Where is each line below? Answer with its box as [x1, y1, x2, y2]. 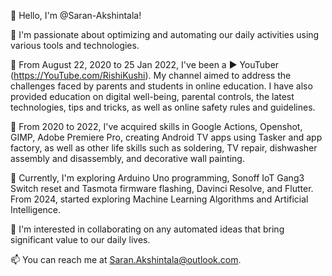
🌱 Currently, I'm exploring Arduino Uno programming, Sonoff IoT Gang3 [10, 172, 305, 184]
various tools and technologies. [10, 40, 140, 51]
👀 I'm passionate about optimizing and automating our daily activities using [10, 29, 320, 40]
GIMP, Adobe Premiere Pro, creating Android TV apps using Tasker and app [10, 131, 323, 143]
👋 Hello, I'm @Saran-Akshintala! [10, 10, 142, 21]
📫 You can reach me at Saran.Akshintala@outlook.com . [10, 254, 242, 265]
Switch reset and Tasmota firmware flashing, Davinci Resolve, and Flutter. [10, 183, 314, 194]
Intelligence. [10, 204, 62, 215]
